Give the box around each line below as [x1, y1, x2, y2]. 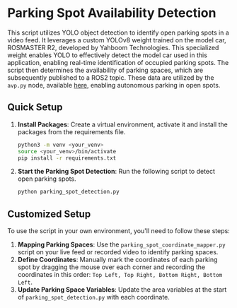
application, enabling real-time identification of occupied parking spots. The [7, 58, 229, 66]
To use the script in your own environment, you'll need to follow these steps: [7, 227, 230, 235]
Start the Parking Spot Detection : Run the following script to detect [17, 167, 216, 176]
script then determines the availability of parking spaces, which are [7, 66, 204, 74]
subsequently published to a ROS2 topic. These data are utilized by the [7, 73, 214, 82]
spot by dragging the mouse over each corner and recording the [17, 263, 206, 271]
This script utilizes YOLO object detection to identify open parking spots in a [7, 28, 230, 37]
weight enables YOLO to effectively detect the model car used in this [7, 51, 207, 59]
